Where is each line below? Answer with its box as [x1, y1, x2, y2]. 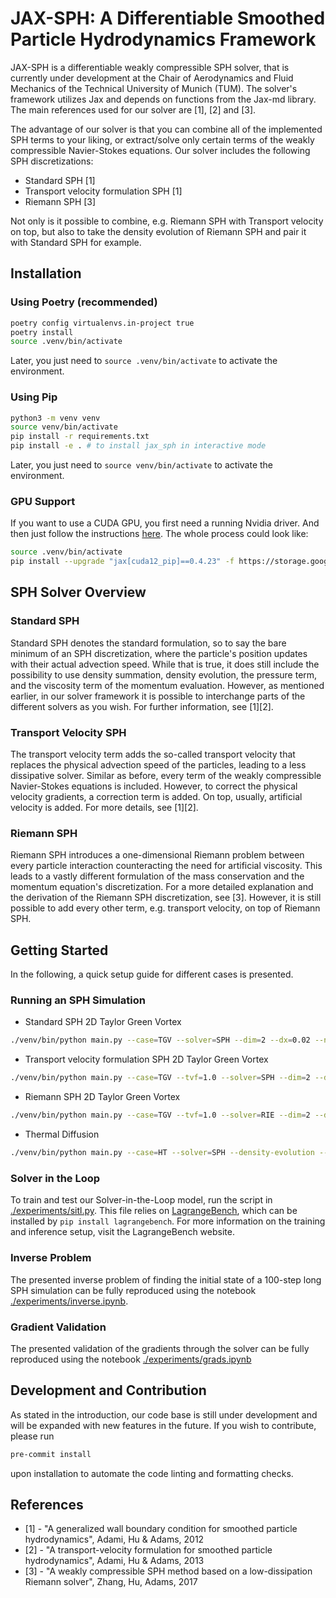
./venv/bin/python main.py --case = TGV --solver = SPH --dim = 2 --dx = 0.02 [10, 1035, 311, 1046]
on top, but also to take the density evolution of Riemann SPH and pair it [10, 225, 307, 237]
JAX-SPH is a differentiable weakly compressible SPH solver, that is [10, 61, 290, 73]
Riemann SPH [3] [24, 195, 97, 207]
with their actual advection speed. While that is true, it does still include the [10, 658, 320, 670]
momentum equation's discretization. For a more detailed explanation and [10, 881, 314, 893]
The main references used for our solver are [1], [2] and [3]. [10, 103, 257, 116]
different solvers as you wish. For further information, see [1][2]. [10, 700, 274, 712]
